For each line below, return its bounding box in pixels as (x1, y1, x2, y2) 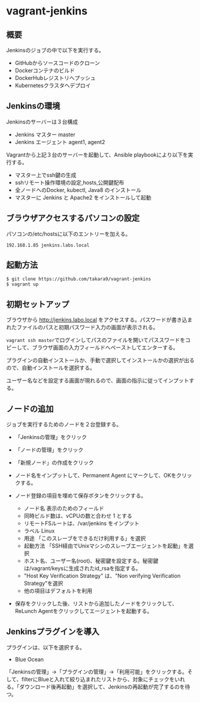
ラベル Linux (23, 527, 55, 534)
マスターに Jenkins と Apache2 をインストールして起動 (14, 194, 151, 201)
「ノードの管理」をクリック (14, 446, 84, 453)
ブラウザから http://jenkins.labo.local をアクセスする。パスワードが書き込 (6, 316, 187, 323)
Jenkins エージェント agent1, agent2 (14, 138, 105, 145)
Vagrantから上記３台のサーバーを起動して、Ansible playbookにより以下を (6, 151, 189, 158)
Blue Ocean (14, 656, 44, 663)
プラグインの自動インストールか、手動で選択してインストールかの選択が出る (6, 357, 195, 364)
